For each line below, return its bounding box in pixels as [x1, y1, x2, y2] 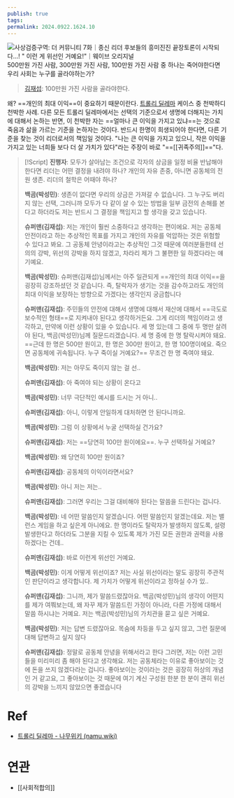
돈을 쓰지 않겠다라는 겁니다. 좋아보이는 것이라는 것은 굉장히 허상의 [31, 666, 211, 674]
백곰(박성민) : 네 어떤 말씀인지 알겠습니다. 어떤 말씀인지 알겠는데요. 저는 [24, 512, 218, 521]
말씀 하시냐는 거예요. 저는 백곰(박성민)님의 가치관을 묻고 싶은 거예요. [24, 610, 210, 618]
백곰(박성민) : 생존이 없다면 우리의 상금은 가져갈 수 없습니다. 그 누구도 [24, 190, 212, 199]
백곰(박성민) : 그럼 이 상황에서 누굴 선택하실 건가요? [24, 423, 163, 431]
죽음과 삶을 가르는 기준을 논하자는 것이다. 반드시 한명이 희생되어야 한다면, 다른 [7, 125, 220, 134]
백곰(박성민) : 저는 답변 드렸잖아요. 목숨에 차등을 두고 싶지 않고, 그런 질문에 [24, 624, 227, 633]
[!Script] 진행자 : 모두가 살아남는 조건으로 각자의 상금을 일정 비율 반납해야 [24, 158, 224, 167]
